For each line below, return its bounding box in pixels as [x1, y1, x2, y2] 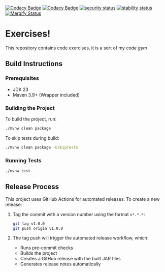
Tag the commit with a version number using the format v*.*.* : [12, 211, 145, 217]
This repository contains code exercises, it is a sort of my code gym [5, 45, 147, 51]
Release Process [5, 183, 59, 191]
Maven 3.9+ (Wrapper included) [12, 92, 80, 98]
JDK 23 [12, 86, 29, 93]
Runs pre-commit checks [20, 245, 74, 251]
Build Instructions [5, 59, 63, 68]
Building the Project [5, 104, 55, 111]
